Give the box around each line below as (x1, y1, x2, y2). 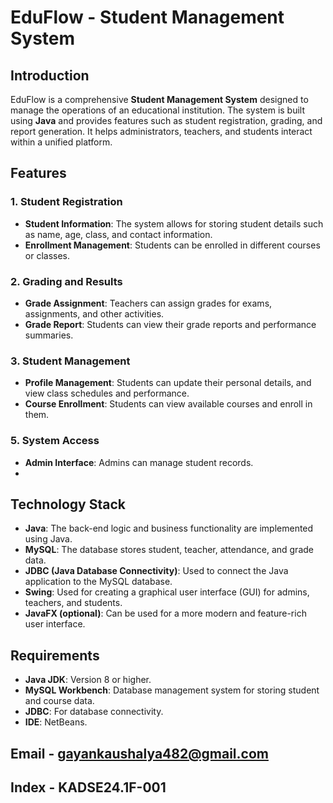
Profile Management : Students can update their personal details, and (24, 377, 312, 389)
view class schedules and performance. (24, 387, 190, 400)
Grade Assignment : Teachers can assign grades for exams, (24, 297, 273, 309)
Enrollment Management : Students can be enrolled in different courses (24, 239, 321, 251)
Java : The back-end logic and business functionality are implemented (24, 522, 314, 535)
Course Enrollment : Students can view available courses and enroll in (24, 398, 313, 410)
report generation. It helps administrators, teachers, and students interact (10, 126, 313, 137)
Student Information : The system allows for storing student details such (24, 217, 324, 230)
